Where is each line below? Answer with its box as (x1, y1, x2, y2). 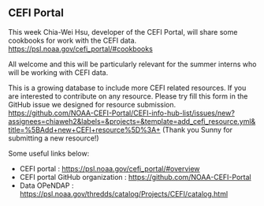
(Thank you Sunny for (162, 125, 233, 134)
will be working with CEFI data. (8, 67, 109, 77)
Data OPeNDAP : (19, 181, 74, 190)
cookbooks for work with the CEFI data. (8, 36, 137, 45)
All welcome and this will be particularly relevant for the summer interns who (8, 59, 257, 69)
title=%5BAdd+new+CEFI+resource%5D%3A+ (8, 125, 161, 134)
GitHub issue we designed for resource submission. (8, 99, 177, 109)
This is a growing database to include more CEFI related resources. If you (8, 83, 247, 92)
